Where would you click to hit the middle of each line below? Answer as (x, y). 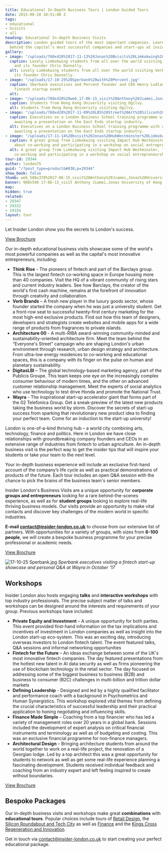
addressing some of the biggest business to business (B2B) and (78, 674)
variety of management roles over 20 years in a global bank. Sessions (84, 722)
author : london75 (23, 164)
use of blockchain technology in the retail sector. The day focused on (84, 669)
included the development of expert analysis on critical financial (78, 728)
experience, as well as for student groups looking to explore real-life (76, 501)
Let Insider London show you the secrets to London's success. (70, 229)
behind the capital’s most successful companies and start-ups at (80, 47)
